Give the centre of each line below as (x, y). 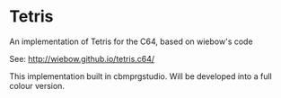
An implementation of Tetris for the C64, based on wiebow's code (131, 41)
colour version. (37, 85)
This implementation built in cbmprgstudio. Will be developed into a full (140, 76)
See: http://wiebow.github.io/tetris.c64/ (82, 58)
